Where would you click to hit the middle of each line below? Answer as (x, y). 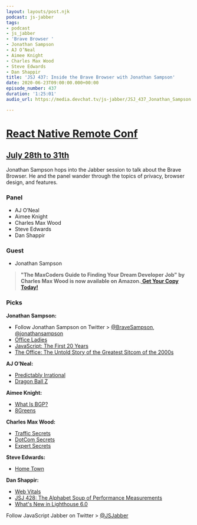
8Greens (25, 410)
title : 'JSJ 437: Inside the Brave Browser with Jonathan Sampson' (91, 77)
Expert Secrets (33, 445)
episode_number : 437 (32, 88)
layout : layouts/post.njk (38, 12)
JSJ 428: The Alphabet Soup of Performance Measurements (88, 498)
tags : (13, 22)
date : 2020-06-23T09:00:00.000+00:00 (52, 83)
